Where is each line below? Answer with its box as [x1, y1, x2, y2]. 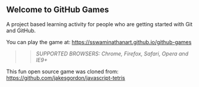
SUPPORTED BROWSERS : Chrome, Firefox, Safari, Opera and [35, 50, 189, 57]
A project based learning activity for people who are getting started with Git [6, 20, 193, 27]
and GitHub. [6, 27, 36, 34]
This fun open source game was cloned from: [6, 68, 119, 75]
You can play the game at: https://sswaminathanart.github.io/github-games [6, 38, 192, 45]
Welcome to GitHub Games [6, 5, 109, 15]
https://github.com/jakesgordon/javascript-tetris [6, 74, 126, 81]
